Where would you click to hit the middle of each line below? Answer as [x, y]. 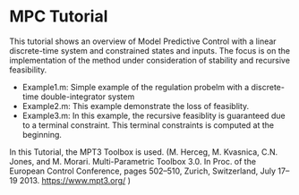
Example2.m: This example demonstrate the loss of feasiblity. [136, 106]
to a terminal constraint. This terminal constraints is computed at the [148, 125]
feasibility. [28, 70]
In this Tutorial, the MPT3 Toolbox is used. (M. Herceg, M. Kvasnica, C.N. [144, 152]
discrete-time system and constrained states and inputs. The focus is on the [150, 50]
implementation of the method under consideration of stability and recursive [150, 60]
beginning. [42, 134]
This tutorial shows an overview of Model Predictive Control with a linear [143, 41]
